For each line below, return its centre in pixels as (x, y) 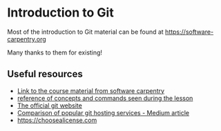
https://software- (189, 32)
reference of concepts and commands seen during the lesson (105, 98)
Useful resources (45, 74)
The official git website (50, 105)
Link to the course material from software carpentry (90, 90)
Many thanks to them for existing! (55, 52)
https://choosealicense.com (57, 120)
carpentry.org (27, 39)
